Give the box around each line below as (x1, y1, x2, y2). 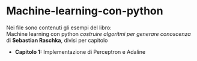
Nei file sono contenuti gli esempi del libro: (6, 24, 112, 31)
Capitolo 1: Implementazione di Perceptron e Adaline (14, 48, 146, 55)
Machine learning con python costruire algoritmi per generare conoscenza (6, 30, 191, 37)
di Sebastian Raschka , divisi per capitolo (6, 36, 108, 44)
